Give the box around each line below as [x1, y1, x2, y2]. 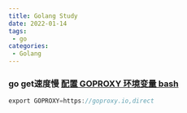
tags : [8, 27, 27, 35]
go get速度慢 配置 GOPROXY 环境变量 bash [8, 78, 179, 89]
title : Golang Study [8, 11, 79, 20]
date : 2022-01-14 [8, 20, 67, 28]
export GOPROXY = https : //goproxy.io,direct [8, 97, 154, 106]
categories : [8, 42, 49, 50]
